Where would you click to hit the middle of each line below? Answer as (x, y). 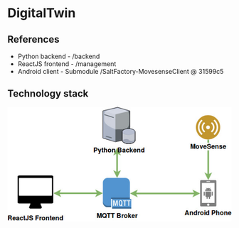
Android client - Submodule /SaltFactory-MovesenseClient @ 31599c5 (121, 71)
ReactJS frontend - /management (67, 64)
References (33, 39)
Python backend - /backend (59, 56)
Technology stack (48, 94)
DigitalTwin (42, 13)
